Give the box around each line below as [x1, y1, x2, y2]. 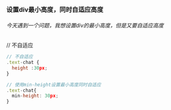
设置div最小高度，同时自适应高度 [6, 5, 104, 13]
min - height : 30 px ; [12, 93, 59, 99]
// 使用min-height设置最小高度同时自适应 [6, 81, 101, 88]
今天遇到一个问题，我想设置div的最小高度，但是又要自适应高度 [6, 21, 164, 29]
